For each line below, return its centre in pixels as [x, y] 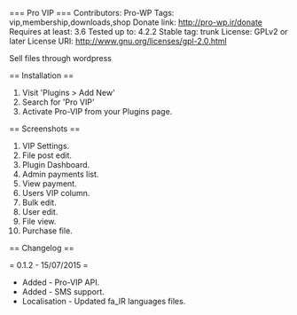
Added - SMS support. [63, 291]
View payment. [49, 184]
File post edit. [47, 155]
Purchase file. [47, 231]
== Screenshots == [45, 129]
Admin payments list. [60, 174]
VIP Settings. [46, 146]
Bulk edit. [39, 202]
